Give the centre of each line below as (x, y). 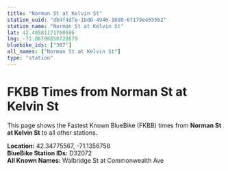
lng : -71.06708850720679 (42, 39)
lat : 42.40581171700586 (41, 32)
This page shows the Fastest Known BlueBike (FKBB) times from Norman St (114, 125)
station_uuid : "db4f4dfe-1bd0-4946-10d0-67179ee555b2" (87, 20)
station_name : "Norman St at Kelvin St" (66, 26)
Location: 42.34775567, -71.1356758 (59, 146)
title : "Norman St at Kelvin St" (55, 13)
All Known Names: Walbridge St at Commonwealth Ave (86, 160)
